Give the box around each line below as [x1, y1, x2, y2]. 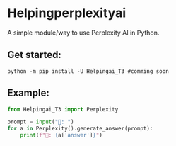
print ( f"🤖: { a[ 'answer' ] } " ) [20, 132, 102, 139]
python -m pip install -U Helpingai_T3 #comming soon [7, 67, 170, 75]
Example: [7, 87, 49, 99]
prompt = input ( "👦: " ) [7, 118, 74, 125]
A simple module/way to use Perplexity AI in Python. [7, 28, 160, 37]
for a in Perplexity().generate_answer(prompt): [7, 125, 153, 133]
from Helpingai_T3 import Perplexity [7, 106, 119, 113]
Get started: [7, 49, 61, 61]
